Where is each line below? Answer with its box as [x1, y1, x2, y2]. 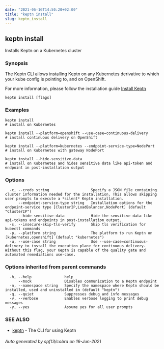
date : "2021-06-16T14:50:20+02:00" [5, 7, 78, 12]
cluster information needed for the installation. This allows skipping [5, 192, 157, 197]
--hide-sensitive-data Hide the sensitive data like [18, 213, 153, 219]
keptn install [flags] [5, 95, 52, 100]
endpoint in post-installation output [5, 165, 84, 170]
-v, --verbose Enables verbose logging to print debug [9, 296, 148, 301]
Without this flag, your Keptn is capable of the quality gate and [5, 248, 146, 253]
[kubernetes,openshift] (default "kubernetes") [5, 235, 105, 240]
